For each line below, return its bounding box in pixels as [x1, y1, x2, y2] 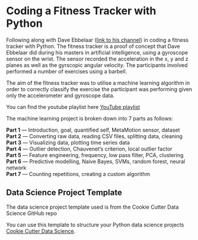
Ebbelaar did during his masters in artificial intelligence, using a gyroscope [6, 49, 189, 56]
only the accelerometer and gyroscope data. [6, 92, 115, 99]
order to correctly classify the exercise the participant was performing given [6, 85, 193, 92]
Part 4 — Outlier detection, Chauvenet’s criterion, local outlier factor [6, 145, 173, 152]
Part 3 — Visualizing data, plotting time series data [6, 139, 130, 146]
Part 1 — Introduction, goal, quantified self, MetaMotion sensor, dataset [6, 126, 180, 133]
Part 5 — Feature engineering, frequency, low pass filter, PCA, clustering [6, 151, 184, 158]
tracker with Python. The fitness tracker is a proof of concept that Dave [6, 43, 180, 50]
